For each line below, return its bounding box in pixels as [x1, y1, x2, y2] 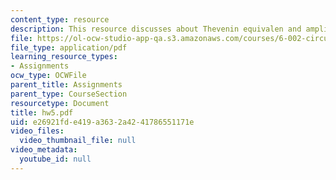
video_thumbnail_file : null [19, 136, 137, 146]
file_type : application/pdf [10, 42, 128, 53]
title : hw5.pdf [10, 107, 74, 118]
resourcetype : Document [10, 98, 110, 108]
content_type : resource [10, 14, 110, 25]
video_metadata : [10, 145, 78, 155]
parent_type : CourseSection [10, 89, 128, 99]
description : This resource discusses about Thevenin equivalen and [10, 24, 302, 34]
